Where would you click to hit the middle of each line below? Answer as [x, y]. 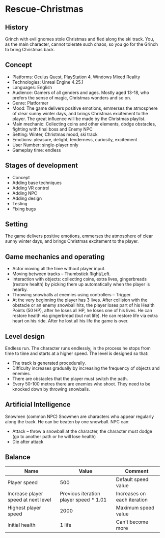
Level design [25, 336]
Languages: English [32, 87]
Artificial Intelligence [38, 405]
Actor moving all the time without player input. [59, 269]
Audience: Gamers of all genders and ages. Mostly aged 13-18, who [81, 93]
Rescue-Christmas [44, 9]
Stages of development [41, 166]
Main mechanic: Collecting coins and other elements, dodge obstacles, [84, 124]
